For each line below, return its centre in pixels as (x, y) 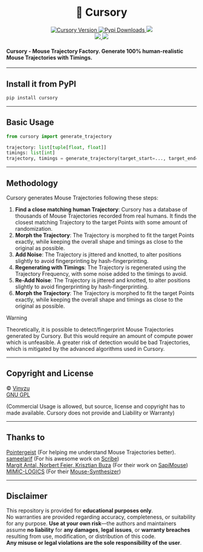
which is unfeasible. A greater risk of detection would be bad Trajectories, (98, 342)
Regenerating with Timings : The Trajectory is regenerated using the (100, 267)
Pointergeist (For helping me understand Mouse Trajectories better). (91, 452)
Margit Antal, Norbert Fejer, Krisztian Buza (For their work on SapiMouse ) (97, 465)
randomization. (34, 228)
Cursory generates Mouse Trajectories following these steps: (82, 198)
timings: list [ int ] (31, 153)
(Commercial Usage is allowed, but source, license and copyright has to (96, 406)
